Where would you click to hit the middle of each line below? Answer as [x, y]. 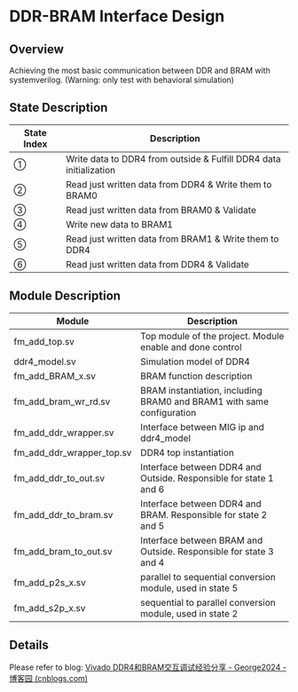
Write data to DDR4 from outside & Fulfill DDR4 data [173, 159]
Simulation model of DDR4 [195, 362]
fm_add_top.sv [44, 341]
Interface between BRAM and [202, 540]
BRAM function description [196, 376]
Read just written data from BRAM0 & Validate [161, 210]
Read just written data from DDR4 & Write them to [169, 184]
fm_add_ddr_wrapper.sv [64, 433]
